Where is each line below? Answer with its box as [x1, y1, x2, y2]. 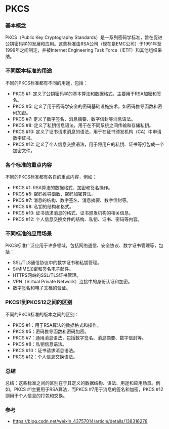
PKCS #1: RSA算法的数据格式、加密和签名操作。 [12, 185, 113, 191]
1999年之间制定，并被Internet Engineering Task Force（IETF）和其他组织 [5, 47, 158, 53]
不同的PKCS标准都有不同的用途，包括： [5, 79, 89, 86]
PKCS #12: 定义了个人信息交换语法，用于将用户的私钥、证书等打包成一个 [12, 141, 164, 147]
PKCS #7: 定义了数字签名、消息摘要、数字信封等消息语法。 [12, 116, 136, 122]
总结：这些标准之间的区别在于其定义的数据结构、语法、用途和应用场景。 [5, 380, 156, 386]
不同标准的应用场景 [5, 230, 52, 237]
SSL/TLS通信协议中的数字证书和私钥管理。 [12, 260, 102, 266]
